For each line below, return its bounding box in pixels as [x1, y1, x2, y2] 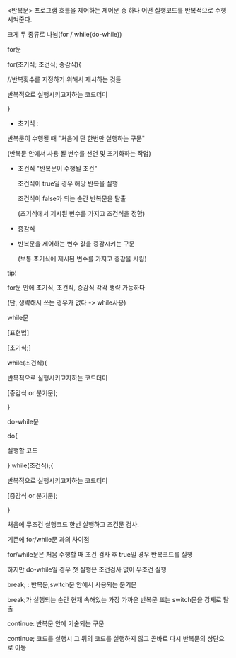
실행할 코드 [7, 446, 38, 455]
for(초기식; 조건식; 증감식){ [7, 60, 81, 69]
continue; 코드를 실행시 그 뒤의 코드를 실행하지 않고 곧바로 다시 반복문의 [7, 635, 206, 642]
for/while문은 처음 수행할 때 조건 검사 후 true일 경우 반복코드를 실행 [7, 550, 193, 558]
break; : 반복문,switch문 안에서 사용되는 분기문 [7, 580, 137, 589]
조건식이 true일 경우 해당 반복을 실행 [17, 179, 119, 188]
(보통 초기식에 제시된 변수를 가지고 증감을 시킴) [17, 254, 147, 263]
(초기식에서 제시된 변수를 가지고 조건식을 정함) [17, 210, 146, 217]
